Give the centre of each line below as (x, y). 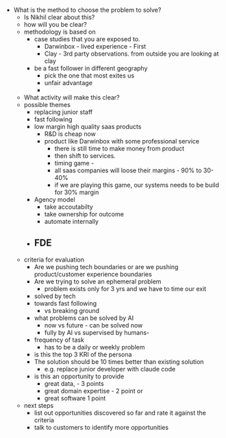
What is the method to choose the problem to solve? (87, 10)
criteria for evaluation (54, 260)
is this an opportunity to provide (79, 376)
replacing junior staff (63, 112)
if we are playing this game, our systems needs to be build (137, 185)
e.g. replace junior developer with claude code (110, 369)
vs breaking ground (72, 310)
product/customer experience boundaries (93, 274)
